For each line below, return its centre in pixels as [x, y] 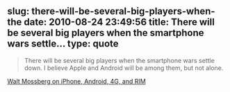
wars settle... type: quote [63, 44]
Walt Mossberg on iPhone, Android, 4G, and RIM [76, 81]
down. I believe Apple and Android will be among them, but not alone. [124, 68]
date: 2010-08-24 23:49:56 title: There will [120, 22]
